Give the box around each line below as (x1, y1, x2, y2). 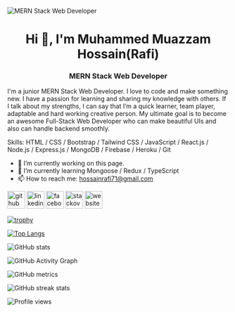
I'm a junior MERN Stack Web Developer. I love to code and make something (7, 87, 229, 96)
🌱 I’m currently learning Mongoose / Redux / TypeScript (17, 167, 179, 175)
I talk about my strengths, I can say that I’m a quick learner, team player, (7, 102, 216, 110)
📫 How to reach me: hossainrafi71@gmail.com (17, 174, 153, 183)
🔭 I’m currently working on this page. (17, 159, 125, 168)
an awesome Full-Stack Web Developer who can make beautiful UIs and (7, 117, 217, 126)
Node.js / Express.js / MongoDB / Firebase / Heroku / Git (7, 145, 171, 154)
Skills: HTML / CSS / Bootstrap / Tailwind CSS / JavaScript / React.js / (7, 138, 209, 147)
